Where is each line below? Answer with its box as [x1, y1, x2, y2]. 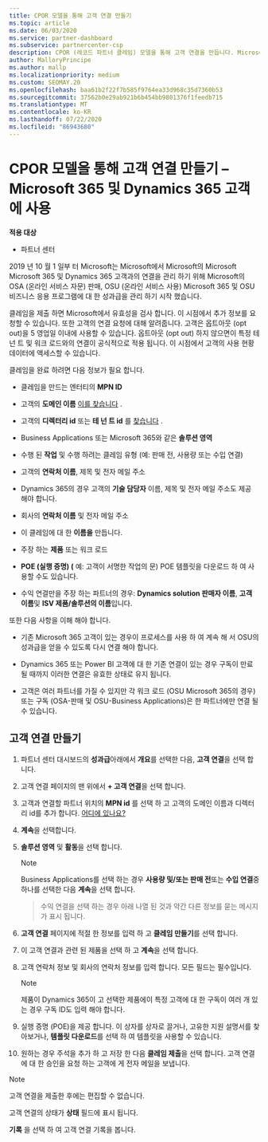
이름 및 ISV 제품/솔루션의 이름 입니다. [20, 598, 133, 608]
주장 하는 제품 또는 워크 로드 [20, 544, 108, 554]
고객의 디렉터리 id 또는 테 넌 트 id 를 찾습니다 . [20, 415, 163, 425]
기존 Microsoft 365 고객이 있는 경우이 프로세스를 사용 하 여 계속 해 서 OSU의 [20, 632, 259, 642]
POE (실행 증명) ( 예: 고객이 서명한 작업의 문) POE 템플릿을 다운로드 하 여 [20, 561, 247, 571]
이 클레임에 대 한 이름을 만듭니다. [20, 527, 122, 537]
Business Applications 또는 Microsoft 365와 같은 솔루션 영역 [20, 432, 213, 443]
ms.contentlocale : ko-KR [9, 108, 91, 116]
